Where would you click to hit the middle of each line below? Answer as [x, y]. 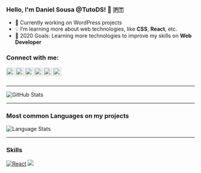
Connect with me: [33, 58]
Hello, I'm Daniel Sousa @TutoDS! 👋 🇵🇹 [65, 10]
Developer [28, 42]
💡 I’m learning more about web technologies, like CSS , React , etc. [96, 29]
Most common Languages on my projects [68, 115]
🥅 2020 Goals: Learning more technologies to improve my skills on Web [103, 36]
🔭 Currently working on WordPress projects [68, 23]
